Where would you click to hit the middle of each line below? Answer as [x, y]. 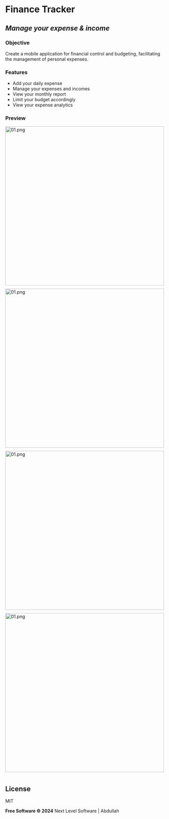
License [18, 789]
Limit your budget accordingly [44, 100]
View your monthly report [39, 94]
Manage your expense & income [58, 28]
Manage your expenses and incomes [51, 89]
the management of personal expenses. [47, 59]
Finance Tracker [40, 9]
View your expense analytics [43, 105]
